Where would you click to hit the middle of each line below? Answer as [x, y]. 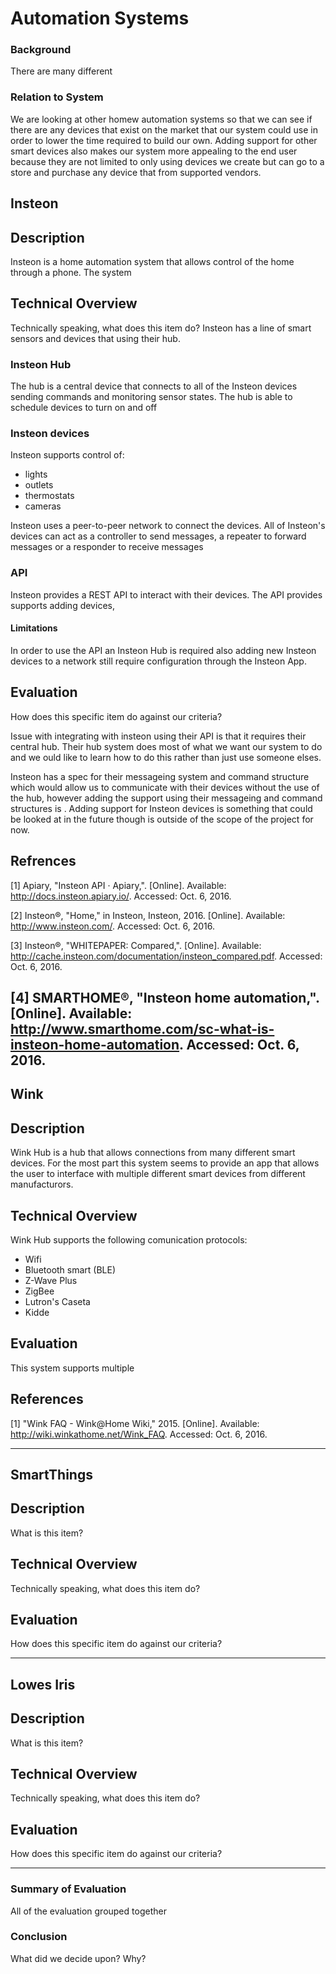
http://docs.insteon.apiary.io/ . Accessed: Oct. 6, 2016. [121, 896]
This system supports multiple [72, 1368]
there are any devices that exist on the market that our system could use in [164, 129]
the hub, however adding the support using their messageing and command [166, 798]
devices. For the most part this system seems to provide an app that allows [165, 1163]
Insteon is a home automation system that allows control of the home [152, 261]
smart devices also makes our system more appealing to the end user [154, 151]
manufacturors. [42, 1184]
